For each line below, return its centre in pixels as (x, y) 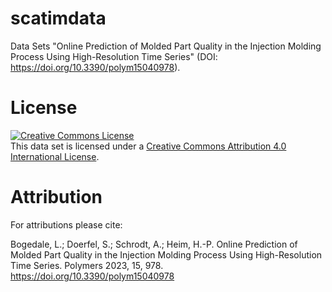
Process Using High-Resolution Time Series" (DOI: (114, 56)
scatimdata (58, 18)
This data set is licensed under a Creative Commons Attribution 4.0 (148, 146)
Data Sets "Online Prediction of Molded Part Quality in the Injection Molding (166, 46)
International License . (55, 156)
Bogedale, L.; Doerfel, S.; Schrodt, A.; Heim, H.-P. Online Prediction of (154, 244)
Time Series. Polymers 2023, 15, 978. (87, 265)
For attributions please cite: (66, 224)
